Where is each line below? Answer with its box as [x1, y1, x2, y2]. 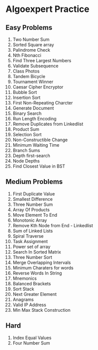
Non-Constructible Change [12, 137, 68, 143]
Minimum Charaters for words [12, 264, 73, 270]
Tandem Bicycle [12, 74, 46, 79]
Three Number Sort [12, 254, 52, 260]
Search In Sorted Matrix [12, 249, 61, 255]
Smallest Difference [12, 196, 53, 202]
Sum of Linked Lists [12, 228, 53, 234]
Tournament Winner [12, 79, 54, 85]
